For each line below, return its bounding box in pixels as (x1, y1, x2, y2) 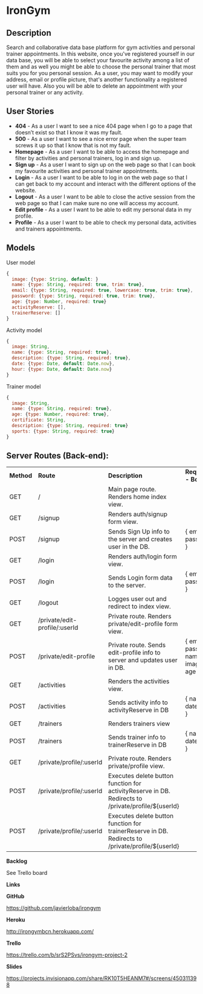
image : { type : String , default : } (11, 276, 98, 282)
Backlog (6, 857, 27, 865)
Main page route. (108, 485, 156, 494)
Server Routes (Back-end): (6, 451, 109, 461)
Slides (6, 963, 22, 970)
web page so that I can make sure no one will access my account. (14, 199, 179, 206)
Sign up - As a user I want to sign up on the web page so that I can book (14, 161, 196, 168)
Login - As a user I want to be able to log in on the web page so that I (14, 174, 188, 181)
